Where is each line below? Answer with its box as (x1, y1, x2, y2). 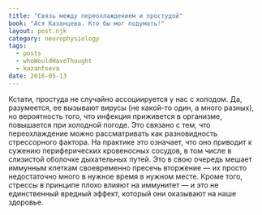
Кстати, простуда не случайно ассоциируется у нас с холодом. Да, (8, 94, 243, 103)
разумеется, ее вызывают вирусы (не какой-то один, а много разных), (8, 103, 254, 112)
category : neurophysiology (8, 34, 100, 43)
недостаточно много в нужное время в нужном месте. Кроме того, (8, 171, 243, 181)
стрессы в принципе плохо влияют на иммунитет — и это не (8, 179, 219, 190)
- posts (15, 49, 42, 57)
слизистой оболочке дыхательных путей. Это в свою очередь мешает (8, 154, 253, 164)
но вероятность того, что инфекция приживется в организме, (8, 111, 223, 121)
